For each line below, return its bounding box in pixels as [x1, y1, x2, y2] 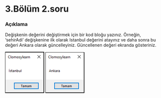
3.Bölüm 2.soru [5, 3, 69, 15]
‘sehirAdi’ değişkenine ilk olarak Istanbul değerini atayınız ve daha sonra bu [5, 37, 156, 43]
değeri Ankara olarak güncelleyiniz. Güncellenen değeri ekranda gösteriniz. [5, 42, 157, 48]
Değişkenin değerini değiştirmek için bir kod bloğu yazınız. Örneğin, [5, 32, 141, 38]
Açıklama [5, 21, 28, 28]
